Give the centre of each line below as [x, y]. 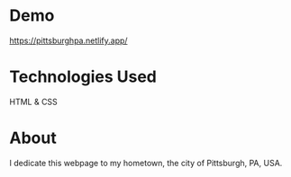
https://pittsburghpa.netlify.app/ [68, 40]
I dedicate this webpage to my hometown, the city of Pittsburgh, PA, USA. [146, 163]
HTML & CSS [34, 102]
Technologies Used [83, 77]
